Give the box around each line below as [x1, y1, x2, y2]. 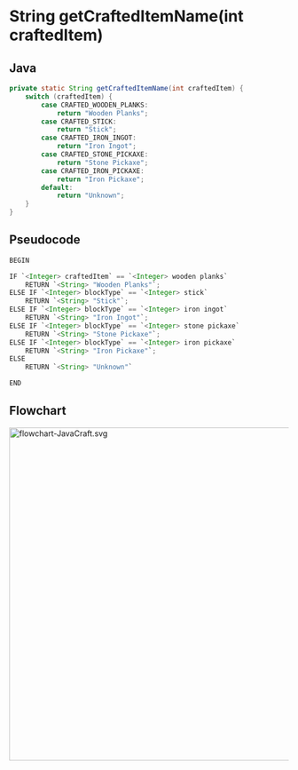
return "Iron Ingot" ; [56, 142, 137, 151]
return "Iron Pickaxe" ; [56, 175, 145, 184]
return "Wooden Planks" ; [56, 108, 149, 117]
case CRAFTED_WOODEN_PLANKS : [41, 100, 149, 109]
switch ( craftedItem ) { [25, 91, 114, 101]
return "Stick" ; [56, 125, 117, 134]
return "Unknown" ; [56, 191, 125, 201]
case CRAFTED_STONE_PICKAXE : [41, 150, 149, 159]
